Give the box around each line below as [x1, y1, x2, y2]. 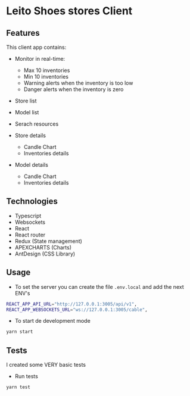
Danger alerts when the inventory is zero [23, 86, 124, 93]
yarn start [6, 329, 33, 335]
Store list [14, 97, 37, 104]
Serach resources [14, 120, 59, 127]
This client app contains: [6, 43, 67, 51]
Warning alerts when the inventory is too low [23, 79, 133, 86]
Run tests [14, 373, 39, 380]
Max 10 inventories [23, 67, 70, 74]
